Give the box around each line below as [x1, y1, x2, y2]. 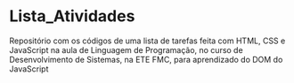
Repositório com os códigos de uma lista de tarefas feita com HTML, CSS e [9, 35, 286, 46]
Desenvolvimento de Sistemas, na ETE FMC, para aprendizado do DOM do [9, 54, 283, 64]
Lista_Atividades [9, 6, 135, 26]
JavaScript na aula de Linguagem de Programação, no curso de [9, 44, 243, 55]
